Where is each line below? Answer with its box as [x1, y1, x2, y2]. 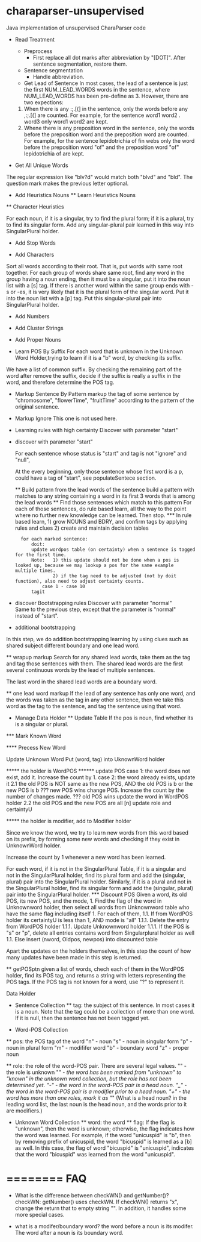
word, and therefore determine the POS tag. [6, 378, 115, 386]
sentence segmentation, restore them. [32, 60, 128, 67]
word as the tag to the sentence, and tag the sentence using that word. [6, 702, 182, 709]
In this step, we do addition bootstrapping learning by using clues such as [6, 635, 189, 642]
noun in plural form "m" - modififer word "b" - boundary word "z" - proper [6, 1044, 190, 1051]
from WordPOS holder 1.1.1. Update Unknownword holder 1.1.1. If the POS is [6, 923, 190, 930]
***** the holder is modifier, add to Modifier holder [6, 817, 132, 824]
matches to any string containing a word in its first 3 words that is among [14, 492, 196, 500]
